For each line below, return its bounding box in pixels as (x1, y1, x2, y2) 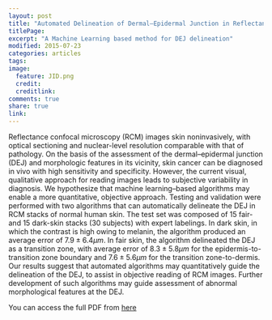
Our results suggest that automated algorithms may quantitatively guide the (8, 261, 261, 271)
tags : (8, 58, 27, 66)
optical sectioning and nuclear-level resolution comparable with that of (8, 141, 244, 150)
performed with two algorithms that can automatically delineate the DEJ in (8, 201, 256, 211)
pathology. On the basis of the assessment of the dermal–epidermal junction (8, 149, 263, 159)
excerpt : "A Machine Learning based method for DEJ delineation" (8, 34, 233, 43)
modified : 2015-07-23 (8, 42, 82, 50)
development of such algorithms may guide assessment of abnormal (8, 279, 237, 288)
